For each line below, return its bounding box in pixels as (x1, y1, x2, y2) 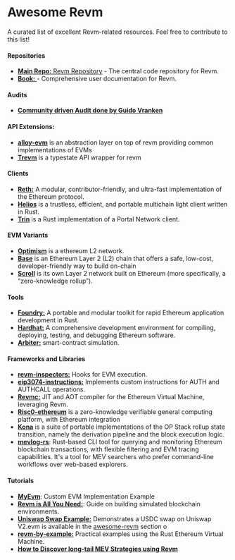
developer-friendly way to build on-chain (17, 262, 136, 270)
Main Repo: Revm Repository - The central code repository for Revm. (17, 67, 220, 75)
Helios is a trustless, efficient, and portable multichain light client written (17, 200, 228, 208)
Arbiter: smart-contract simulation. (17, 339, 120, 347)
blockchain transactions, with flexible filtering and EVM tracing (17, 445, 199, 454)
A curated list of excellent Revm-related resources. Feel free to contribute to (7, 28, 228, 36)
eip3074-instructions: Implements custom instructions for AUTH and (17, 378, 220, 386)
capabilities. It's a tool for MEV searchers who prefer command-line (17, 453, 214, 461)
